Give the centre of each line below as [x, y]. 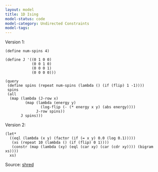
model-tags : [17, 28]
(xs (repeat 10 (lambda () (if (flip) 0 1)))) [60, 143]
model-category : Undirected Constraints [47, 23]
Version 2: [16, 125]
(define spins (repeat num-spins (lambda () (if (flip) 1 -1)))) [76, 86]
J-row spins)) [51, 111]
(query [12, 81]
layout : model [20, 10]
